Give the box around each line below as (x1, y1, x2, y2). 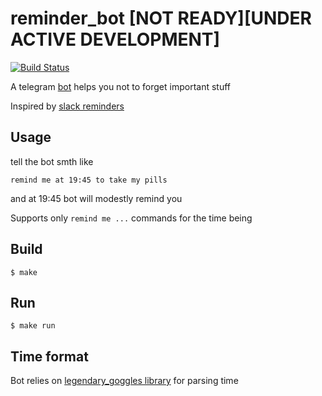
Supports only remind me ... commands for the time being (10, 212, 253, 224)
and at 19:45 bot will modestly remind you (10, 192, 183, 204)
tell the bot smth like (10, 155, 94, 167)
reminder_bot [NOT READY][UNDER (10, 7, 312, 30)
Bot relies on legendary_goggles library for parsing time (10, 375, 239, 387)
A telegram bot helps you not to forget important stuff (10, 80, 232, 92)
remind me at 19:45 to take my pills (10, 175, 168, 185)
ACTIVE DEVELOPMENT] (10, 28, 221, 51)
